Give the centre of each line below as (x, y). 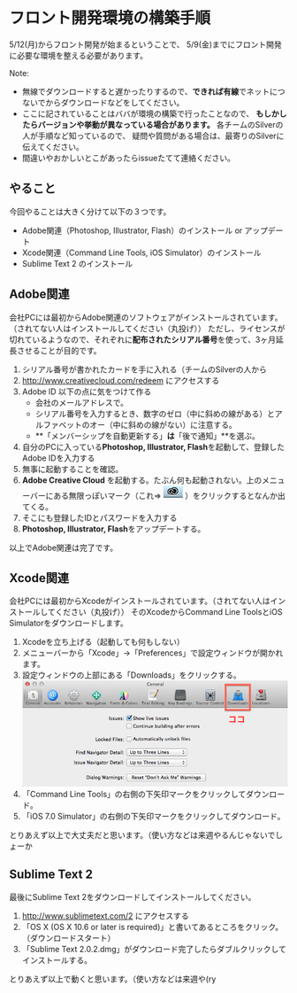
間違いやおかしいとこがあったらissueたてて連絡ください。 (129, 158)
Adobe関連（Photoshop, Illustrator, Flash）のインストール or (132, 230)
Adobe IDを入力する (58, 458)
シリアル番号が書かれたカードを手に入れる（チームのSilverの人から (145, 369)
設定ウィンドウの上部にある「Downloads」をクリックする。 (131, 675)
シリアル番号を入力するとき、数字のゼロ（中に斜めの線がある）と (155, 414)
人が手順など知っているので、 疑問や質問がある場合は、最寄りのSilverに (153, 136)
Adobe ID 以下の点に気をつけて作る (87, 392)
